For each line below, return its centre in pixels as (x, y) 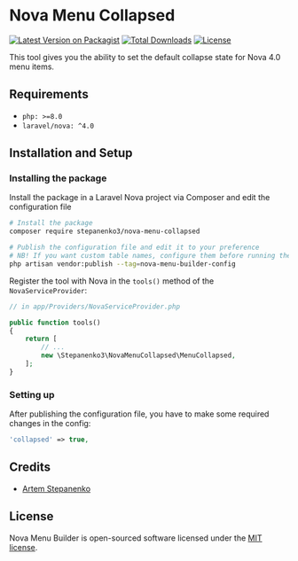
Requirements (49, 94)
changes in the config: (50, 424)
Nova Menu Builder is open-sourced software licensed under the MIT (136, 538)
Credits (30, 467)
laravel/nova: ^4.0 (58, 126)
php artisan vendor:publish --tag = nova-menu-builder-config (123, 264)
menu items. (32, 66)
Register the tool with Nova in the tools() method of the (112, 281)
